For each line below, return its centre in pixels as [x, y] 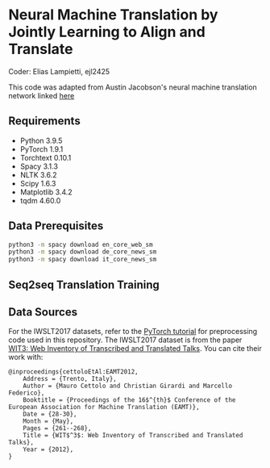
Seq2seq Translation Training [84, 284]
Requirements [44, 121]
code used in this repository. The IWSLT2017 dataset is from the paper [125, 340]
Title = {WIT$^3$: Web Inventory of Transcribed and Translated [133, 436]
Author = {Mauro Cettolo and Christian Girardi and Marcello [127, 386]
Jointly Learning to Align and [107, 32]
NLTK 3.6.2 [39, 174]
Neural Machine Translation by [113, 15]
